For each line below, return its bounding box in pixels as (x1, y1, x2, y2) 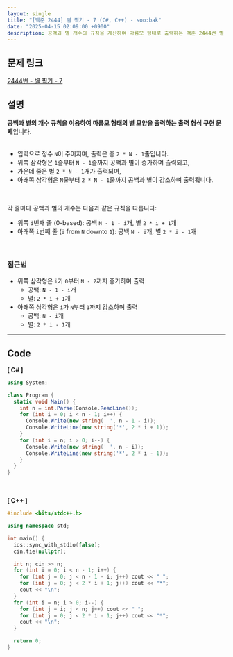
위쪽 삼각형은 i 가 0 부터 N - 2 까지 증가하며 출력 (17, 277, 145, 285)
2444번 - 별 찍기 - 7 (7, 77, 63, 85)
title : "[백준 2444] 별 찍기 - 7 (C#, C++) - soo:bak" (7, 17, 162, 24)
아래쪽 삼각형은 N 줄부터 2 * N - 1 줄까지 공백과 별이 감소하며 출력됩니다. (17, 175, 214, 184)
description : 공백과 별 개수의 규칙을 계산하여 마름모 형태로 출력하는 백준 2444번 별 (7, 29, 224, 37)
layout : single (7, 10, 51, 17)
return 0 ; (13, 638, 42, 644)
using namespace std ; (7, 522, 70, 530)
